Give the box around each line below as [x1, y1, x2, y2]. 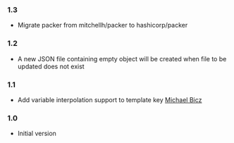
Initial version [17, 129, 56, 138]
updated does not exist [17, 62, 85, 70]
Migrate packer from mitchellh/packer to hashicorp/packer [17, 21, 188, 30]
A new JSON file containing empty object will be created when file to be [17, 54, 227, 63]
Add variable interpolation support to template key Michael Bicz [17, 95, 202, 104]
